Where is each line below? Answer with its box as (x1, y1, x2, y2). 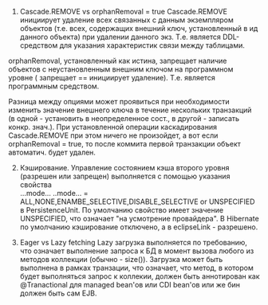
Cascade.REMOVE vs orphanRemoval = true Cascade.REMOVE (19, 7, 227, 16)
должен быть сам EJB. (19, 288, 97, 298)
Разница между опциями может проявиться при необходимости (8, 97, 230, 106)
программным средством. (8, 81, 100, 91)
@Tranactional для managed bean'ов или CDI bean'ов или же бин (19, 280, 241, 289)
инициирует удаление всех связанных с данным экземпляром (19, 15, 234, 25)
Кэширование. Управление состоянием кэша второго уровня (19, 163, 230, 172)
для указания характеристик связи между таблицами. (59, 41, 246, 50)
